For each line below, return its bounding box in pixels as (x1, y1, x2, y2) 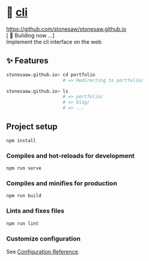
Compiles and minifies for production (6, 179, 117, 187)
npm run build (6, 193, 42, 199)
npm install (6, 137, 36, 143)
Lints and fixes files (6, 207, 65, 215)
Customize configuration (6, 234, 81, 243)
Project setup (6, 122, 58, 132)
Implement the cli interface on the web (6, 38, 102, 45)
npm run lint (6, 220, 39, 227)
